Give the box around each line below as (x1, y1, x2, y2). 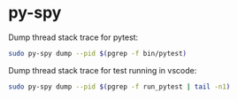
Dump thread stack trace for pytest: (8, 32, 139, 42)
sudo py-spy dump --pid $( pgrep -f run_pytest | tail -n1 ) (8, 82, 231, 91)
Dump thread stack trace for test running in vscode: (8, 65, 197, 75)
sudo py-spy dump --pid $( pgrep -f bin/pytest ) (8, 49, 188, 58)
